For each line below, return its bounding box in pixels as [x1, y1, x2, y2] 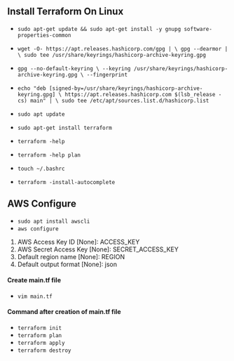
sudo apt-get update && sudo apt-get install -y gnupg [17, 25, 181, 32]
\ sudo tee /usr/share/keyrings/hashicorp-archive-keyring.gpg [17, 51, 207, 58]
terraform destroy [17, 347, 71, 354]
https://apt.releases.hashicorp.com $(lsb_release [64, 91, 216, 98]
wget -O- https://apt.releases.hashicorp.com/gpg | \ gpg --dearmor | [17, 45, 228, 52]
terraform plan [17, 332, 62, 339]
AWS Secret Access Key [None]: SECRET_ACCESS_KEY [17, 245, 179, 254]
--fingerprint [86, 71, 128, 78]
